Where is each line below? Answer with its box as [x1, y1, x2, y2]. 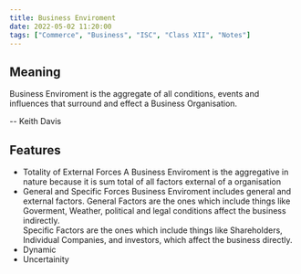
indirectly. [22, 216, 60, 226]
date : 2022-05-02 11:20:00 [9, 22, 112, 31]
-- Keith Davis [9, 116, 62, 127]
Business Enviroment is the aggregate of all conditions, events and [9, 89, 260, 100]
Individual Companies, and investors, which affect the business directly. [22, 235, 293, 245]
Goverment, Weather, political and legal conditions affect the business [22, 205, 286, 216]
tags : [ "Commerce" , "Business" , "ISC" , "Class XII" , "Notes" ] [9, 30, 251, 39]
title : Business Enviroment [9, 13, 117, 23]
